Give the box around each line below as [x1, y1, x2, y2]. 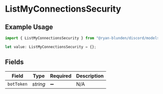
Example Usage [5, 23, 53, 31]
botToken [7, 81, 28, 87]
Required [50, 72, 72, 79]
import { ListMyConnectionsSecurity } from [5, 36, 95, 40]
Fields [5, 58, 24, 66]
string [32, 80, 46, 87]
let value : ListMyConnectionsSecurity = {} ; [5, 44, 97, 49]
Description [76, 72, 104, 79]
